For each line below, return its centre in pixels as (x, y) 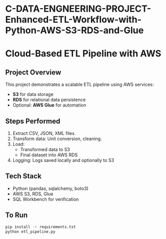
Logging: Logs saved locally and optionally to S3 (63, 160)
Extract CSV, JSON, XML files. (44, 133)
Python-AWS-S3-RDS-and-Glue (74, 30)
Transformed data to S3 (45, 149)
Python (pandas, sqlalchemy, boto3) (51, 188)
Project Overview (33, 72)
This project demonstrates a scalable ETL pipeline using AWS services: (79, 85)
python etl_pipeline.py (30, 231)
